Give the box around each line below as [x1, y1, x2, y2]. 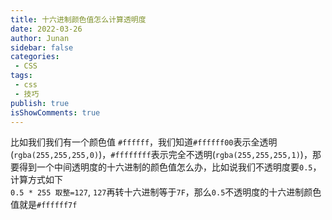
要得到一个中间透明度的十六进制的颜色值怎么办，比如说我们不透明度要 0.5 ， [10, 161, 322, 173]
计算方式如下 [10, 174, 63, 186]
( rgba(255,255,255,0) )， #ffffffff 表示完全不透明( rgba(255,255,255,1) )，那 [10, 149, 322, 161]
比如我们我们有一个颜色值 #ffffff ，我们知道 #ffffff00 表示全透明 [10, 136, 278, 148]
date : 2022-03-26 [10, 24, 83, 34]
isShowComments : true [10, 107, 101, 118]
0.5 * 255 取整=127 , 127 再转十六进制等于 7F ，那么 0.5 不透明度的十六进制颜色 [10, 186, 322, 198]
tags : [10, 71, 33, 81]
